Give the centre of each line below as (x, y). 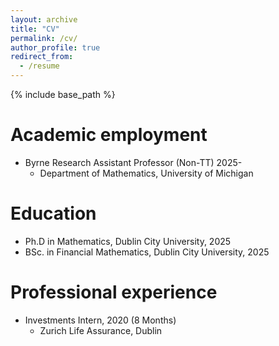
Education (53, 213)
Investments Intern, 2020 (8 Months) (100, 320)
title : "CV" (35, 29)
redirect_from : (42, 57)
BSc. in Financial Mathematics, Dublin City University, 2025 (147, 252)
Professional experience (114, 292)
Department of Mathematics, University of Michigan (146, 173)
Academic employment (109, 135)
